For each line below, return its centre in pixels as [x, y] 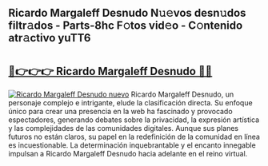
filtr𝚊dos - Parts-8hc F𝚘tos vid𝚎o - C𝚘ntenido [126, 26]
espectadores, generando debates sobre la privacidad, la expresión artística [134, 120]
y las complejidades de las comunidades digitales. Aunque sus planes [123, 128]
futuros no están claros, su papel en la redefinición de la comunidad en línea [134, 136]
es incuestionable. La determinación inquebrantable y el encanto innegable [132, 145]
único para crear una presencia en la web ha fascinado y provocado [121, 111]
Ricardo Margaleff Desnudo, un [182, 94]
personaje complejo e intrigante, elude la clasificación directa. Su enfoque [131, 103]
